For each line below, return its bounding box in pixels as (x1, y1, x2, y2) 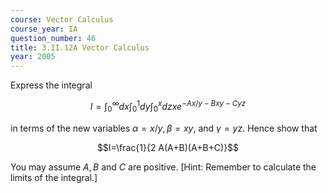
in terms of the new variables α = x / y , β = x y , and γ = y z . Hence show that (10, 122, 318, 134)
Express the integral (10, 79, 93, 91)
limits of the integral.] (10, 171, 98, 183)
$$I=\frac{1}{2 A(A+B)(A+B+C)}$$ (96, 141, 240, 153)
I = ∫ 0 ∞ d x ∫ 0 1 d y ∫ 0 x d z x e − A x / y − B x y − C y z (89, 99, 247, 115)
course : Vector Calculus (10, 14, 114, 25)
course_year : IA (10, 24, 78, 34)
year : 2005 (10, 52, 56, 62)
